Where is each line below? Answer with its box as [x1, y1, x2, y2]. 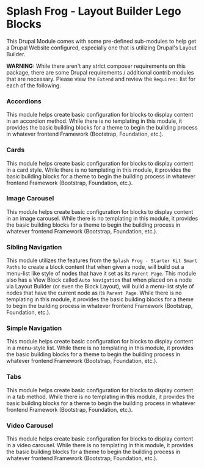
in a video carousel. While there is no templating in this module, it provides [6, 442, 194, 449]
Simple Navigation [6, 324, 62, 332]
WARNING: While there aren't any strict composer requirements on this [6, 62, 186, 70]
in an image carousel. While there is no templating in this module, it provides [6, 214, 199, 222]
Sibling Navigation [6, 243, 62, 251]
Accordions [6, 97, 42, 105]
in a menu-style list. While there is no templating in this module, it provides [6, 344, 194, 352]
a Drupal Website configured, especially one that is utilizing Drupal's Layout [6, 44, 197, 51]
